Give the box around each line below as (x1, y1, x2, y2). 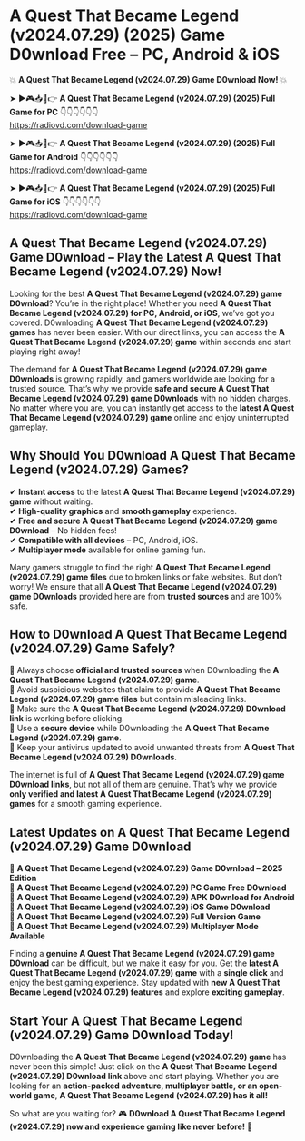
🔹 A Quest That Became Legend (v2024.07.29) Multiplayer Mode (9, 921, 259, 932)
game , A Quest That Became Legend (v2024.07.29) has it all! (33, 1090, 268, 1100)
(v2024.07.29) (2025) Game (9, 25, 225, 45)
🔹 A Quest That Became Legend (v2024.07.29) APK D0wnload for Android (9, 892, 295, 903)
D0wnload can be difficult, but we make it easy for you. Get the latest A (9, 957, 280, 968)
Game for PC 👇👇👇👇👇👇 (9, 106, 99, 117)
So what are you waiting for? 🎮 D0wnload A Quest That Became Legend (9, 1108, 286, 1118)
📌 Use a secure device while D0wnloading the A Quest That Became (9, 723, 270, 734)
